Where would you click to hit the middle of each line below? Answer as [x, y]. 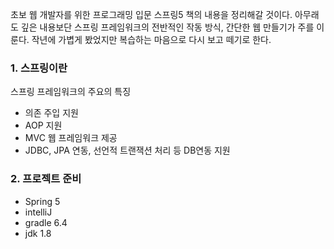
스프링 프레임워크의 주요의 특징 [71, 92]
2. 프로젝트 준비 [46, 179]
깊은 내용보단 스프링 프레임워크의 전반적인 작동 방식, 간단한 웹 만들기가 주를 [167, 27]
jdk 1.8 [38, 233]
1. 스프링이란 [39, 68]
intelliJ [38, 212]
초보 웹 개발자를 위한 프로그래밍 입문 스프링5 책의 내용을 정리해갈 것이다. [151, 14]
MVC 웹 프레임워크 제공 [71, 138]
